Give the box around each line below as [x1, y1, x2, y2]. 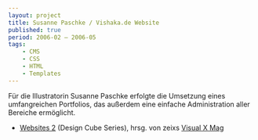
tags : [8, 41, 26, 48]
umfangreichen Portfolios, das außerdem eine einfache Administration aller [8, 99, 251, 109]
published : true [8, 26, 61, 34]
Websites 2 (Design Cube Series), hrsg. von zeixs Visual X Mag [19, 123, 224, 132]
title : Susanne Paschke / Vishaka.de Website [8, 19, 159, 27]
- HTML [22, 63, 44, 70]
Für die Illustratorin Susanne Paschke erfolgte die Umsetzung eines [8, 91, 226, 100]
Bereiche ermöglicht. [8, 107, 76, 117]
